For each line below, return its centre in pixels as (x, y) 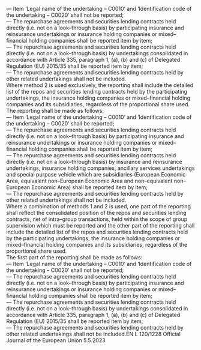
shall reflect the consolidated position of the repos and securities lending (97, 213)
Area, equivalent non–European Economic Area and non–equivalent (89, 181)
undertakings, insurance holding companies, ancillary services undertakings (100, 168)
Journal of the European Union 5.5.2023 (56, 340)
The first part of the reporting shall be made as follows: (74, 257)
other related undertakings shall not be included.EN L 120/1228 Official (94, 334)
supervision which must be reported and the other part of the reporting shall (100, 225)
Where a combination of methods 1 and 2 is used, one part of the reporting (98, 206)
